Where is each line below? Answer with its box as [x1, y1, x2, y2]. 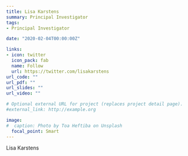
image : [6, 117, 22, 123]
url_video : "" [6, 90, 41, 96]
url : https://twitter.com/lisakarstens [11, 69, 110, 74]
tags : [6, 19, 19, 25]
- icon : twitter [6, 52, 46, 58]
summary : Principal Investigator [6, 14, 88, 20]
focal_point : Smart [11, 128, 60, 134]
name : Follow [11, 63, 44, 69]
